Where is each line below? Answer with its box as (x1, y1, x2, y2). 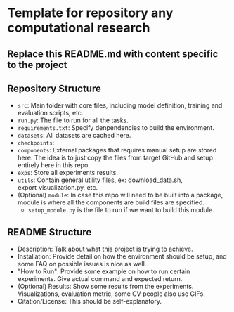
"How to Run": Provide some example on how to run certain (17, 267, 190, 275)
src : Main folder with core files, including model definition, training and (17, 101, 223, 110)
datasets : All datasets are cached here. (17, 131, 131, 140)
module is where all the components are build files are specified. (17, 198, 205, 207)
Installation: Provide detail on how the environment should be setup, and (17, 252, 227, 261)
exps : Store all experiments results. (17, 169, 118, 177)
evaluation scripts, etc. (17, 109, 84, 117)
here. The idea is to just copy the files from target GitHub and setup (17, 153, 213, 162)
